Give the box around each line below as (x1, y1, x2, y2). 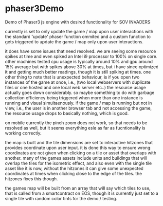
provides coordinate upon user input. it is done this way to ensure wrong (5, 145, 151, 150)
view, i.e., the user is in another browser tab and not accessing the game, (5, 105, 152, 111)
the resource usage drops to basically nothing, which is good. (5, 110, 129, 116)
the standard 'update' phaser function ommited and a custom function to (5, 34, 151, 39)
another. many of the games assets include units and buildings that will (5, 155, 147, 161)
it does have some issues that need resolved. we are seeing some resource (5, 48, 156, 54)
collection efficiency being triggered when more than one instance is (5, 94, 143, 100)
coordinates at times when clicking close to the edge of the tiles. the (5, 170, 142, 176)
